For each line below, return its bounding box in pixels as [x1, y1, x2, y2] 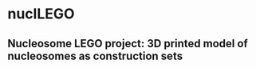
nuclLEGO [7, 5, 75, 23]
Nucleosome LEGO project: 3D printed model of [7, 37, 248, 50]
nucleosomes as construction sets [7, 49, 183, 62]
